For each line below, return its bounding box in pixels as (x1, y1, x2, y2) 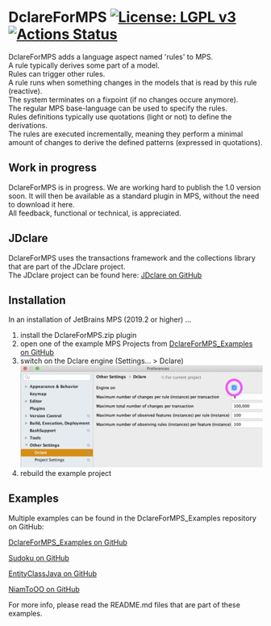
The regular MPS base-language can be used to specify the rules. (8, 103, 227, 113)
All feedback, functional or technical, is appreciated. (8, 208, 181, 218)
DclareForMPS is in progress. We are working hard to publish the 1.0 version (8, 182, 261, 192)
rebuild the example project (19, 468, 111, 478)
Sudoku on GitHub (8, 553, 70, 562)
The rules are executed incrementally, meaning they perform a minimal (8, 129, 244, 139)
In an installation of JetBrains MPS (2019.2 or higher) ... (8, 315, 192, 324)
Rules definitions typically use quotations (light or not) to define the (8, 111, 232, 121)
